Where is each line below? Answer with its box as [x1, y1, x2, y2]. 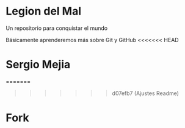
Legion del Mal [5, 4, 82, 18]
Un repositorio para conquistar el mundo [5, 24, 108, 32]
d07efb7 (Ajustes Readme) [112, 90, 180, 97]
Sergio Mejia [5, 58, 71, 71]
